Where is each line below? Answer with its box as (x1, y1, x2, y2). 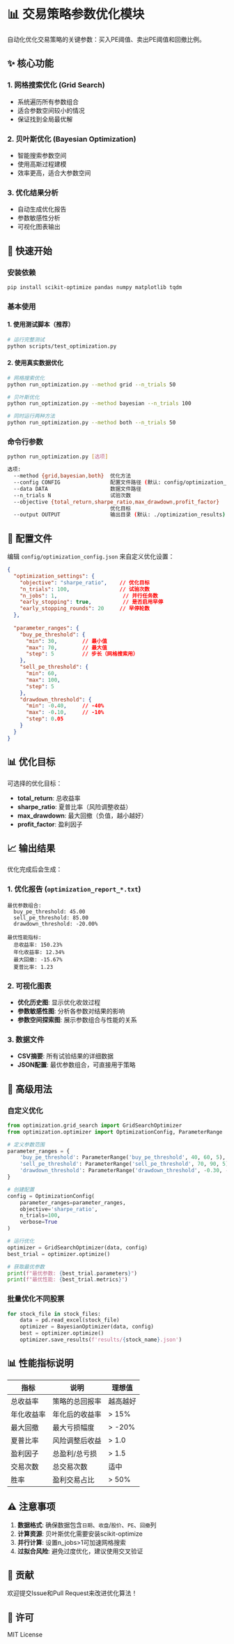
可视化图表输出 (17, 223, 61, 231)
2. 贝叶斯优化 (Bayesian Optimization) (7, 134, 136, 144)
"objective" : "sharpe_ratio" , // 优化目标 (19, 579, 150, 586)
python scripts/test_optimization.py (7, 343, 117, 350)
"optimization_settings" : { (13, 572, 95, 579)
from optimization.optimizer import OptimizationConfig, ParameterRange (7, 1128, 223, 1135)
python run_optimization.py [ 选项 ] (7, 453, 109, 461)
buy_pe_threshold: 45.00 (13, 908, 86, 915)
